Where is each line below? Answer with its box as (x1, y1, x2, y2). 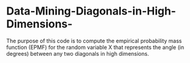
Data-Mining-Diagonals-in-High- (6, 4, 176, 18)
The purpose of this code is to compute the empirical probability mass (6, 37, 182, 44)
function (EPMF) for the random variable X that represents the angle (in (6, 44, 185, 51)
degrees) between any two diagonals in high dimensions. (6, 50, 149, 57)
